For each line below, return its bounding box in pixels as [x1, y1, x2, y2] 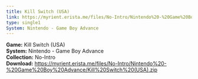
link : [6, 14, 19, 20]
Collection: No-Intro [6, 54, 56, 61]
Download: [6, 60, 34, 67]
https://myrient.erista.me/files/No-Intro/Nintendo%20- [34, 60, 167, 67]
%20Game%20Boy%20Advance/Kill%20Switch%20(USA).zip [6, 66, 158, 74]
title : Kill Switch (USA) [6, 8, 70, 15]
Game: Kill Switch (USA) [6, 41, 65, 48]
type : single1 [6, 19, 41, 25]
